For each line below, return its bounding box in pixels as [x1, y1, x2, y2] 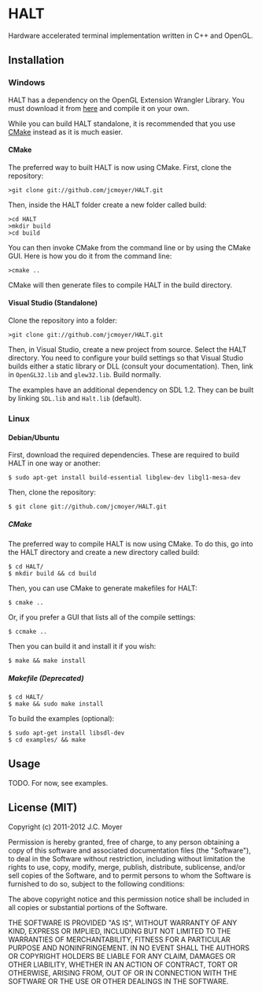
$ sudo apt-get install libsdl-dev [8, 729, 125, 737]
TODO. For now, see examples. [8, 778, 109, 787]
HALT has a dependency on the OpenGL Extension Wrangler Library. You [8, 95, 245, 105]
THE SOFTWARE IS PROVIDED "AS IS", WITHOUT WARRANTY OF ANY [8, 918, 238, 927]
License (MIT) [8, 801, 78, 815]
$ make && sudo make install [8, 700, 104, 709]
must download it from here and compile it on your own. [8, 103, 190, 113]
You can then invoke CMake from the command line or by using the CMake [8, 242, 251, 252]
